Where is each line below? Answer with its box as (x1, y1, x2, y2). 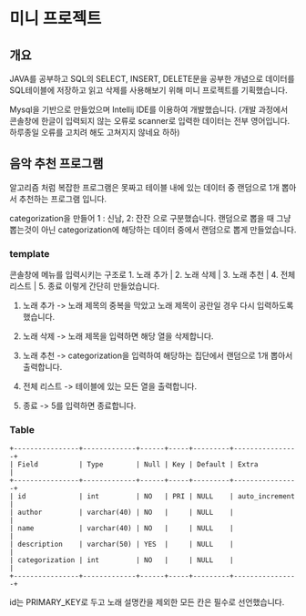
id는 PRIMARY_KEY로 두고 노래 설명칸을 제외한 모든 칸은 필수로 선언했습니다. (9, 597, 285, 608)
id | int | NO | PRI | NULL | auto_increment (17, 492, 296, 501)
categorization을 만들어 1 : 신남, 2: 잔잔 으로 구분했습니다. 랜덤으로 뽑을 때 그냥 (9, 212, 291, 223)
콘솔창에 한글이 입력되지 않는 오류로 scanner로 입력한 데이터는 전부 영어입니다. (9, 116, 291, 126)
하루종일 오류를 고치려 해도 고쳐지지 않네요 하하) (9, 127, 180, 138)
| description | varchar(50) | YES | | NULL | (9, 539, 234, 549)
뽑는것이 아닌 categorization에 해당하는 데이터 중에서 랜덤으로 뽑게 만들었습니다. (9, 224, 297, 235)
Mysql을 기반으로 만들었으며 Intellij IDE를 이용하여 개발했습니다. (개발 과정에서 (9, 104, 289, 115)
